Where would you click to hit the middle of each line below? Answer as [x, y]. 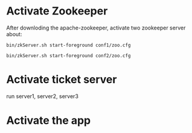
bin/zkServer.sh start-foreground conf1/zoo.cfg [69, 45]
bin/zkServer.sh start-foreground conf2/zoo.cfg [69, 55]
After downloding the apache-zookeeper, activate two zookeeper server [96, 28]
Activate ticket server [62, 80]
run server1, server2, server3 [42, 96]
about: [14, 34]
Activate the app [49, 121]
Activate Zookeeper [57, 11]
